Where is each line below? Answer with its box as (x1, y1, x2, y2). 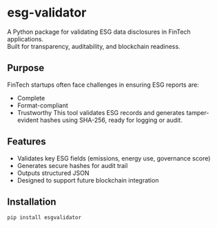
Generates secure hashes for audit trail (17, 161, 128, 169)
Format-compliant (17, 101, 68, 110)
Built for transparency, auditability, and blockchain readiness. (7, 42, 180, 50)
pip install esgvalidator (7, 214, 81, 221)
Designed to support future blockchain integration (17, 176, 159, 184)
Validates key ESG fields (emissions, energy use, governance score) (17, 154, 211, 163)
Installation (7, 196, 56, 207)
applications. (7, 34, 43, 43)
